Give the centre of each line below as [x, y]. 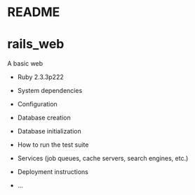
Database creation [44, 118]
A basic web [25, 64]
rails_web [36, 44]
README [34, 12]
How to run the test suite [53, 145]
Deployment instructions [53, 172]
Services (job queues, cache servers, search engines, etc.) [103, 159]
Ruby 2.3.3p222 [41, 77]
